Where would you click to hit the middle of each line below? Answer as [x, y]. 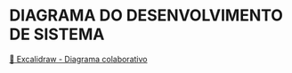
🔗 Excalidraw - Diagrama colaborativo [78, 59]
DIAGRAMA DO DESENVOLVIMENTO [146, 16]
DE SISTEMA [57, 34]
